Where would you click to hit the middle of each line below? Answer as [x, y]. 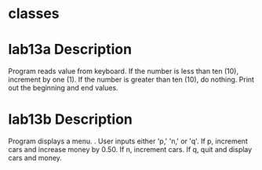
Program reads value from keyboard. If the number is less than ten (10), [124, 71]
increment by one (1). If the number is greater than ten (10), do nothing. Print [131, 80]
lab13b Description [71, 119]
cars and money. [35, 158]
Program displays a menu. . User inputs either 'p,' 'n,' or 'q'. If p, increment [128, 141]
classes [34, 14]
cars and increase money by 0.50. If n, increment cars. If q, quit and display [130, 150]
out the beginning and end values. [64, 88]
